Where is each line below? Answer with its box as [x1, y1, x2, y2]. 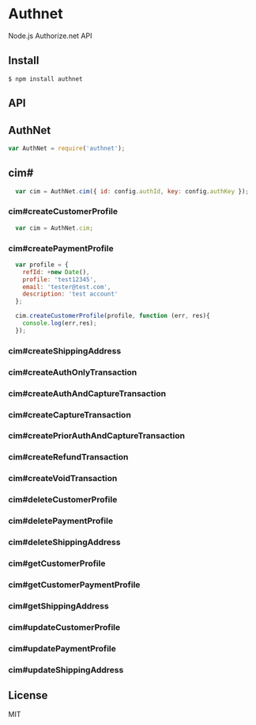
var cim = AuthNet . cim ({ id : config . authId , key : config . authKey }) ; [15, 187, 250, 195]
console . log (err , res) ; [22, 319, 97, 327]
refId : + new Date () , [22, 268, 90, 276]
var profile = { [15, 261, 69, 269]
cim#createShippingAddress [8, 345, 122, 357]
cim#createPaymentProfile [8, 242, 114, 254]
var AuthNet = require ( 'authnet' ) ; [8, 144, 126, 152]
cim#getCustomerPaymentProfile [8, 579, 141, 590]
